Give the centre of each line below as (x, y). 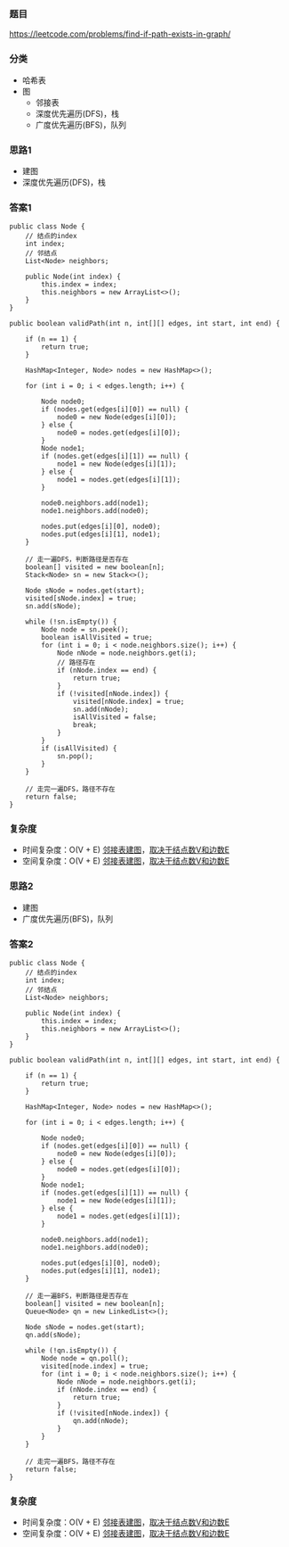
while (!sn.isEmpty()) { (71, 622)
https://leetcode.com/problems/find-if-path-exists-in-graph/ (120, 34)
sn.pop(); (75, 757)
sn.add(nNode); (100, 710)
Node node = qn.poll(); (85, 1359)
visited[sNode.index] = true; (81, 599)
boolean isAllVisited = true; (97, 638)
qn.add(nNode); (100, 1421)
